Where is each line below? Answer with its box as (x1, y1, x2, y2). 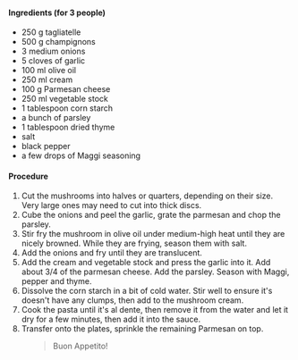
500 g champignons (21, 37, 96, 47)
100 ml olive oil (21, 65, 77, 76)
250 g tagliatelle (21, 27, 81, 38)
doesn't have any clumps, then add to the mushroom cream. (21, 295, 244, 306)
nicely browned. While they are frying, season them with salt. (21, 238, 248, 249)
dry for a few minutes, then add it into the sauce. (21, 314, 201, 325)
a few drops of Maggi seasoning (21, 150, 140, 161)
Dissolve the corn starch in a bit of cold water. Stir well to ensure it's (21, 286, 273, 297)
